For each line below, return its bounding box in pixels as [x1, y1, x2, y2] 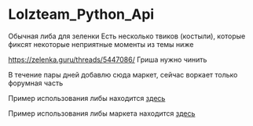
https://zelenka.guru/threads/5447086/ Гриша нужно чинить [8, 55, 207, 64]
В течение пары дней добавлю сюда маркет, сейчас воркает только [8, 70, 238, 79]
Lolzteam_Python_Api [8, 5, 155, 23]
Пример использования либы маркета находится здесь [8, 108, 196, 118]
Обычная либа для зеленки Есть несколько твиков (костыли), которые [8, 31, 246, 41]
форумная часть [8, 78, 64, 88]
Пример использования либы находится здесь [8, 93, 166, 103]
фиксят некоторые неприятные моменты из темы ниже [8, 39, 194, 49]
